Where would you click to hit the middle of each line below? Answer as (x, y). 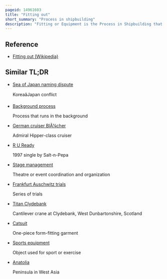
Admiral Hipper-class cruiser (42, 135)
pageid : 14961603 (23, 10)
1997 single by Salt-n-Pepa (40, 155)
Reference (22, 44)
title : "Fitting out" (28, 15)
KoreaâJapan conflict (34, 94)
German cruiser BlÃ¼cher (39, 125)
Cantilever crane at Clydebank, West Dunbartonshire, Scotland (77, 213)
